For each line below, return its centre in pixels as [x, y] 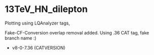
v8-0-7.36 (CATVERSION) [39, 47]
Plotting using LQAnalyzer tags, [37, 23]
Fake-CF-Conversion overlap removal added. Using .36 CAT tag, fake [77, 32]
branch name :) [20, 38]
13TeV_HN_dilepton [46, 9]
